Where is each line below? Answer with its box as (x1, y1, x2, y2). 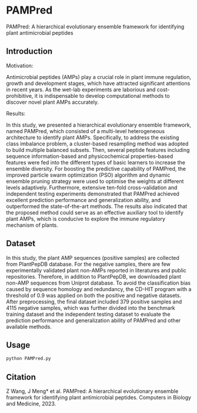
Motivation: (6, 62, 34, 69)
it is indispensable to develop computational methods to (34, 92, 170, 99)
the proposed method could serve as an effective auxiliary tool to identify (6, 209, 184, 216)
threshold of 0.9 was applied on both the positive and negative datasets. (6, 292, 181, 299)
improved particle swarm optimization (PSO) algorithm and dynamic (6, 171, 171, 179)
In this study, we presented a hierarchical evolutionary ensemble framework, (6, 121, 192, 128)
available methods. (6, 323, 52, 330)
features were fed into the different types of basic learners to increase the (6, 158, 185, 166)
